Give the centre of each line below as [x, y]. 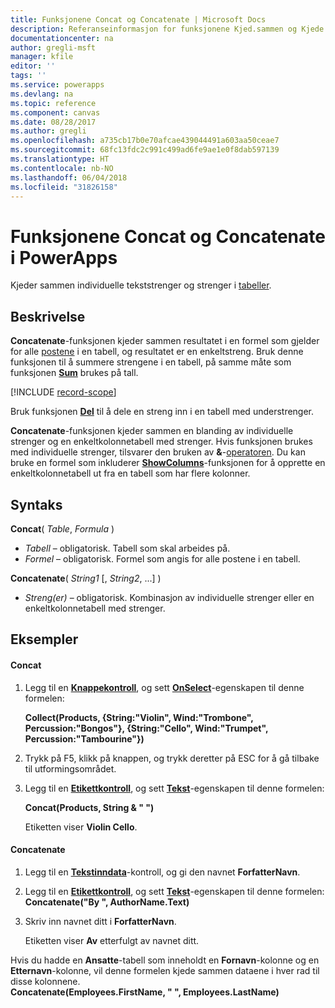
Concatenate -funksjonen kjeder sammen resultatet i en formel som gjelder [165, 341]
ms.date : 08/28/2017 [53, 122]
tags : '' [28, 76]
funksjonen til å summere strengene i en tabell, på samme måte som [151, 362]
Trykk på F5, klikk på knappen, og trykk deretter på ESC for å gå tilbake [172, 758]
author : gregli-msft [53, 47]
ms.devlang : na [42, 94]
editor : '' [33, 66]
